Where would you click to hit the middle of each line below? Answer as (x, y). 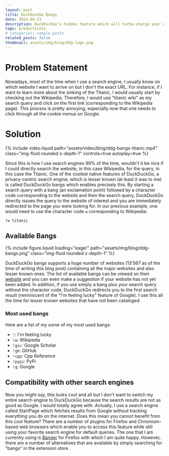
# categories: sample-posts (35, 33)
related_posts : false (28, 38)
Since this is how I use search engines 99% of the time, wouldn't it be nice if (84, 163)
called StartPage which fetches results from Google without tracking (76, 411)
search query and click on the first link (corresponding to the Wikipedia (79, 103)
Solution (23, 134)
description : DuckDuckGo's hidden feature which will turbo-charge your (83, 24)
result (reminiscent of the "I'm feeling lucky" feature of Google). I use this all (84, 295)
